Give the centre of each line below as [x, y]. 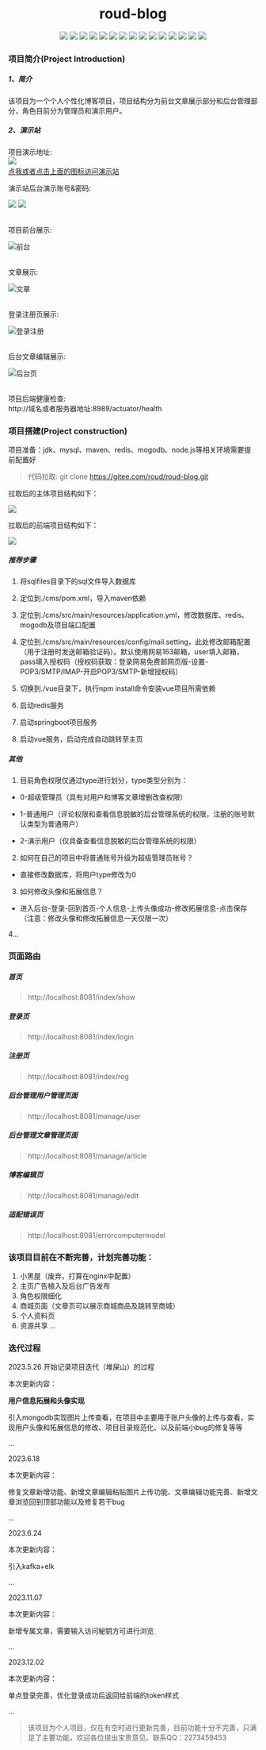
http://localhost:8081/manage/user [84, 1116]
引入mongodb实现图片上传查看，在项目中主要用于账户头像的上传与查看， [128, 1417]
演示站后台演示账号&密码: [50, 188]
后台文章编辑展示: [37, 356]
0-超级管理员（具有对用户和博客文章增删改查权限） [103, 797]
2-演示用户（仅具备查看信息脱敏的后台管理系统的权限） [110, 841]
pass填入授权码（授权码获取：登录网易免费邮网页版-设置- [114, 662]
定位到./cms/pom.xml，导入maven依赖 [83, 598]
